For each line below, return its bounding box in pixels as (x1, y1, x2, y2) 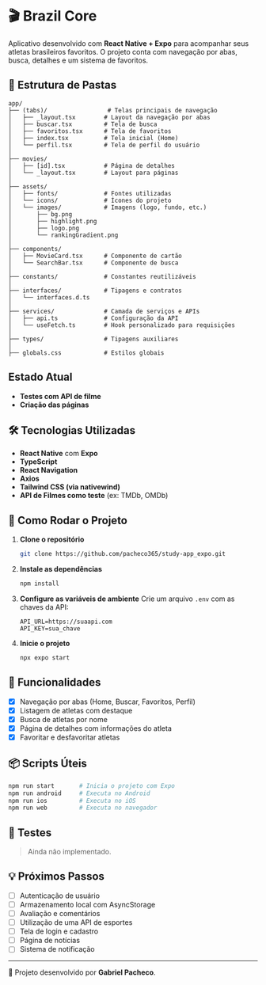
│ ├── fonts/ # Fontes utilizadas (8, 189, 172, 197)
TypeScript (19, 457, 58, 466)
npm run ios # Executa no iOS (8, 797, 136, 804)
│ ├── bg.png (8, 210, 73, 219)
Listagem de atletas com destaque (19, 705, 133, 715)
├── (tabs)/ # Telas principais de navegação (8, 106, 218, 114)
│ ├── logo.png (8, 224, 80, 232)
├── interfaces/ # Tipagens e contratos (8, 287, 182, 295)
